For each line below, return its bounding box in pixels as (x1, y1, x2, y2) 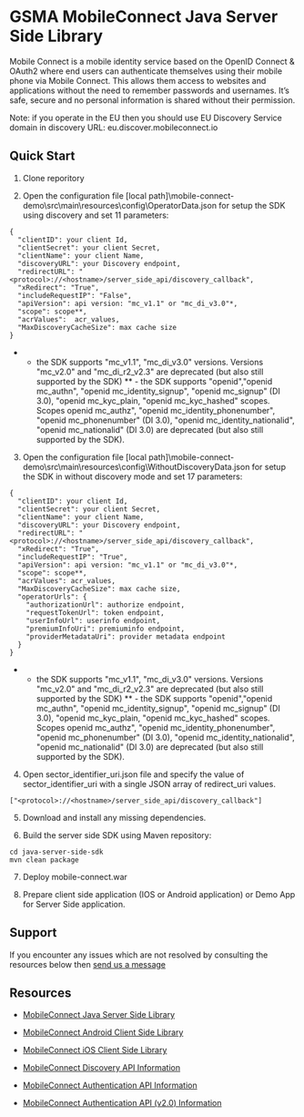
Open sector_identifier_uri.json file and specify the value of (22, 768, 245, 780)
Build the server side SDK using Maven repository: (22, 829, 212, 840)
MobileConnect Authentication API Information (22, 1080, 198, 1091)
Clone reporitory (22, 172, 85, 183)
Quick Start (9, 149, 76, 164)
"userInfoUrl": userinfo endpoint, (25, 616, 161, 625)
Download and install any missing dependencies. (22, 812, 207, 823)
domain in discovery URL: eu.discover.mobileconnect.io (9, 121, 218, 133)
